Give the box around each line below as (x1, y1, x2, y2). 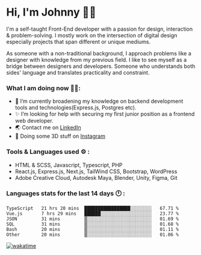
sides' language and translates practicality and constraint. (6, 69, 150, 76)
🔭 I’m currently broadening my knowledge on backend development (14, 97, 184, 105)
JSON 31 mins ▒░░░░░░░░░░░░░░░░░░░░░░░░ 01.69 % (6, 216, 179, 222)
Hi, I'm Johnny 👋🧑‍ (6, 5, 96, 19)
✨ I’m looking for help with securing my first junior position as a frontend (14, 111, 195, 118)
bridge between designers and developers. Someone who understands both (6, 63, 196, 70)
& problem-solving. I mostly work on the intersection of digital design (6, 31, 178, 38)
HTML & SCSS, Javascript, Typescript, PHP (14, 161, 123, 168)
